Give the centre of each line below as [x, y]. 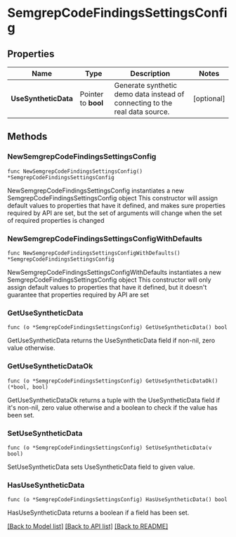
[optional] [209, 98]
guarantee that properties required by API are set [78, 295]
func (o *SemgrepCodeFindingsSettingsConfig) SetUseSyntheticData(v [110, 448]
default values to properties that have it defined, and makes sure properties [117, 205]
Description [150, 73]
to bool [92, 103]
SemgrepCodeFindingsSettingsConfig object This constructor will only [110, 280]
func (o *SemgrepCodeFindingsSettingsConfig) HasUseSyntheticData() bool [118, 500]
